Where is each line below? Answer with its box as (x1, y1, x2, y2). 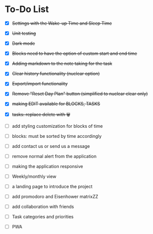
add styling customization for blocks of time (12, 123, 103, 129)
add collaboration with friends (12, 204, 74, 209)
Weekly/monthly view (12, 173, 57, 179)
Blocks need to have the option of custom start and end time (12, 50, 137, 56)
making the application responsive (12, 163, 83, 169)
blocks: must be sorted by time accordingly (12, 133, 102, 139)
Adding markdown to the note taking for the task (12, 60, 112, 66)
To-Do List (5, 4, 49, 15)
